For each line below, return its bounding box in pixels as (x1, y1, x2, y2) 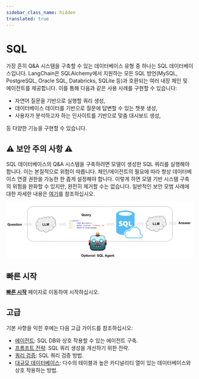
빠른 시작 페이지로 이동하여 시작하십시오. (6, 288, 100, 295)
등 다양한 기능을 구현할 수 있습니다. (6, 125, 87, 132)
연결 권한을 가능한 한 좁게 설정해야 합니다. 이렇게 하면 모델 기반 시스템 (17, 176, 179, 183)
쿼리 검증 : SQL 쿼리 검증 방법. (14, 352, 84, 359)
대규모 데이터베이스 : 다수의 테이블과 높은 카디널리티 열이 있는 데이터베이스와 (14, 359, 191, 366)
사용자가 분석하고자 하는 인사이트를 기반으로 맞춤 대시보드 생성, (14, 112, 162, 119)
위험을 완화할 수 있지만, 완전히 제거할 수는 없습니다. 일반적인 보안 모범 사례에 (12, 183, 190, 190)
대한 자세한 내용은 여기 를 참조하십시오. (6, 190, 95, 198)
